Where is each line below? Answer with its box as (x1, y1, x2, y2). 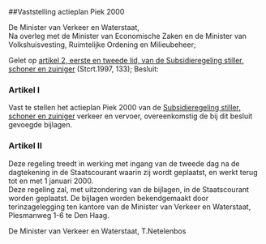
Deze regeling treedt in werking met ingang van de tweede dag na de (8, 158, 240, 169)
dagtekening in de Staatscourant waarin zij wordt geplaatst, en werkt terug (8, 167, 258, 177)
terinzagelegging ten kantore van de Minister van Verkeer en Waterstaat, (8, 202, 251, 212)
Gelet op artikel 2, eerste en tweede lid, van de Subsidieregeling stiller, (8, 56, 245, 65)
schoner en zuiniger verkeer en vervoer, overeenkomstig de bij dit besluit (8, 111, 253, 121)
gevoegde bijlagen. (8, 120, 73, 130)
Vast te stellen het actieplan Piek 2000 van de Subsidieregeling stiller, (8, 103, 242, 113)
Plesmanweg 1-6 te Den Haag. (8, 210, 109, 220)
